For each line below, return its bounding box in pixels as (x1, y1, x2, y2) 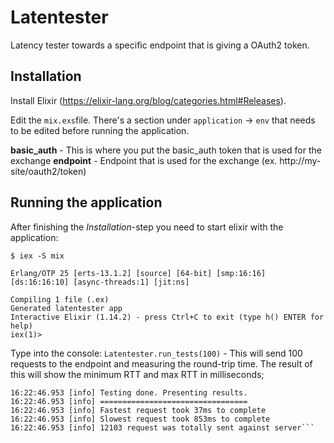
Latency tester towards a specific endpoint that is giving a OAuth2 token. (10, 39, 310, 51)
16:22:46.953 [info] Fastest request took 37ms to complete (10, 405, 267, 415)
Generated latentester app (10, 303, 123, 313)
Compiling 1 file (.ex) (10, 294, 110, 305)
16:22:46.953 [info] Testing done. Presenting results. (10, 387, 248, 398)
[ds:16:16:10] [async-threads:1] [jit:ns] (10, 277, 190, 287)
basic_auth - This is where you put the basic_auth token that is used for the (10, 144, 322, 156)
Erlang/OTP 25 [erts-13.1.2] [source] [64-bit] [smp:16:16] (10, 268, 267, 278)
